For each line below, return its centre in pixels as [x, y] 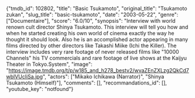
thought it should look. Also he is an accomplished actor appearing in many [97, 39]
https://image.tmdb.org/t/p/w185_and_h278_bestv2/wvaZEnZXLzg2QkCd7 [99, 70]
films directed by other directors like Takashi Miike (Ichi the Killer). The [91, 45]
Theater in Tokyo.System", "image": [49, 64]
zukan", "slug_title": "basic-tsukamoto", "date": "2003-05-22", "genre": [92, 15]
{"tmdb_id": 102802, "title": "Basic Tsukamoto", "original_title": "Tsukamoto [97, 8]
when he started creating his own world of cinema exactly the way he [90, 33]
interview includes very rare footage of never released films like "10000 [93, 52]
